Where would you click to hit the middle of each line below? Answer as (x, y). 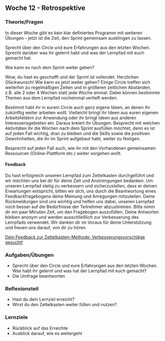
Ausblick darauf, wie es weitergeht (47, 333)
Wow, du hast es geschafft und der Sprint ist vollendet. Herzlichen (72, 77)
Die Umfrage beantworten (39, 276)
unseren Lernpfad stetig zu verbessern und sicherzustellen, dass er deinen (81, 185)
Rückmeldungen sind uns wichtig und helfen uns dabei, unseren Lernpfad (80, 201)
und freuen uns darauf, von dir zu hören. (46, 227)
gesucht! (14, 242)
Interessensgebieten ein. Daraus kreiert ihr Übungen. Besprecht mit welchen (82, 123)
